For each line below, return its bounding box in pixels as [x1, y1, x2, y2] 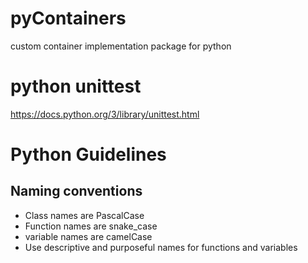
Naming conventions [10, 183, 143, 200]
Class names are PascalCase [24, 209, 145, 221]
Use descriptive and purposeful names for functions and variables [24, 241, 298, 253]
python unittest [10, 75, 142, 98]
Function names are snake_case [24, 220, 158, 232]
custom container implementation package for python [10, 40, 232, 52]
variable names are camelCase [24, 230, 153, 242]
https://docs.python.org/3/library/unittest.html [10, 108, 200, 120]
